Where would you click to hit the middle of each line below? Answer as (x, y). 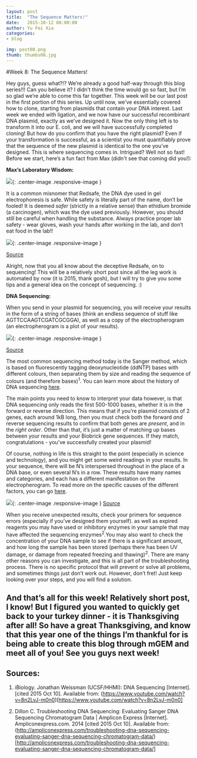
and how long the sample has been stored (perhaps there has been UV (92, 547)
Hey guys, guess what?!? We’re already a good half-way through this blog (96, 83)
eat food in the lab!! (30, 231)
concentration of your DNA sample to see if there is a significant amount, (94, 541)
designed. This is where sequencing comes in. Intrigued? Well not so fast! (96, 152)
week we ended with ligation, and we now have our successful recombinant (98, 114)
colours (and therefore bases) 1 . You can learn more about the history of (93, 380)
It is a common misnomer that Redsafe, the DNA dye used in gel (84, 193)
